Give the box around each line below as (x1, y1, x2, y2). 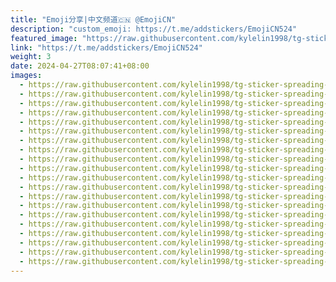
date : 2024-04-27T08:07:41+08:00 (10, 61, 150, 71)
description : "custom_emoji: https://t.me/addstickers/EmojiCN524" (10, 24, 298, 34)
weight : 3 (10, 52, 52, 62)
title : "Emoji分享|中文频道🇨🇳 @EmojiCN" (10, 14, 177, 25)
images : (10, 71, 43, 81)
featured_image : (10, 33, 78, 43)
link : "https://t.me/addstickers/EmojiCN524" (10, 42, 203, 53)
